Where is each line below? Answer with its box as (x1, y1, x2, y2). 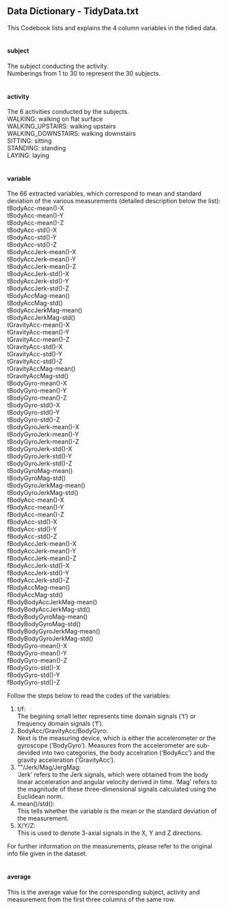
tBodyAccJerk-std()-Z (7, 284, 70, 292)
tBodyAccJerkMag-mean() (7, 306, 83, 314)
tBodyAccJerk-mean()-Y (7, 255, 77, 264)
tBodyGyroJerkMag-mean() (7, 481, 86, 490)
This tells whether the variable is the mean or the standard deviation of (16, 807, 217, 816)
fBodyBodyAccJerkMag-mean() (7, 598, 97, 606)
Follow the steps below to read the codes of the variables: (7, 691, 171, 700)
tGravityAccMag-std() (7, 372, 69, 380)
